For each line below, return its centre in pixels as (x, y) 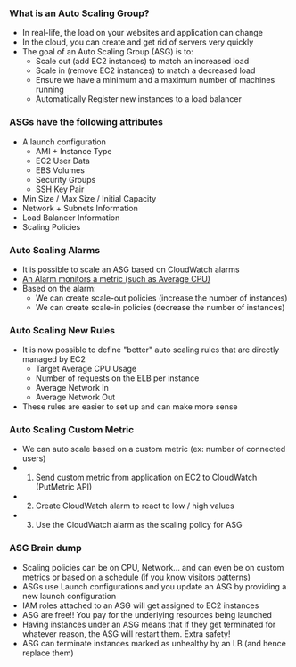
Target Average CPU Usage (86, 369)
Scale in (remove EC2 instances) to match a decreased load (145, 70)
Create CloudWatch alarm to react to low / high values (135, 506)
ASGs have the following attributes (86, 122)
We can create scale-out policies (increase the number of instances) (161, 298)
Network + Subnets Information (80, 208)
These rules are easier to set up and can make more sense (130, 407)
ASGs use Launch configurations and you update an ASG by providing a (154, 586)
